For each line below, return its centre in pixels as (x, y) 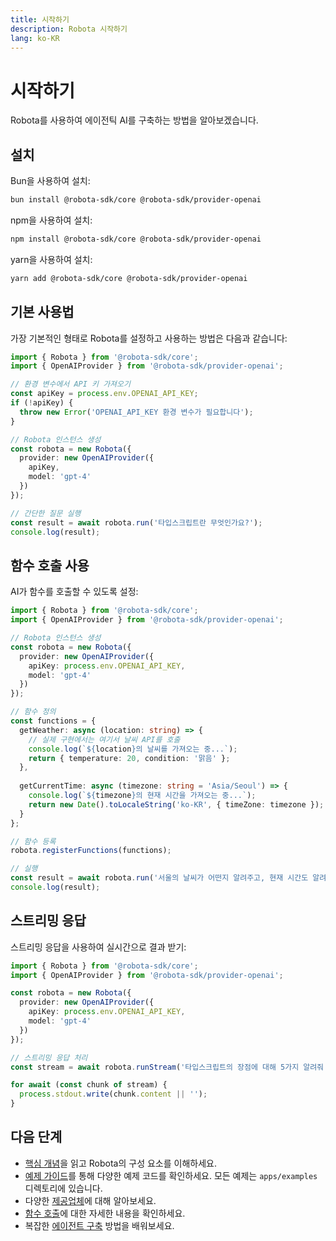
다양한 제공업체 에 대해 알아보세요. (90, 1200)
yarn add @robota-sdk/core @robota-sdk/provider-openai (129, 278)
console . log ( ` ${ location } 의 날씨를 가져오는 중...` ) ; (133, 749)
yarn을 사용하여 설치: (51, 259)
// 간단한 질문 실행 (46, 513)
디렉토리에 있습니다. (63, 1188)
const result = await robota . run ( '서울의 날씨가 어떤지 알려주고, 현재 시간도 (159, 878)
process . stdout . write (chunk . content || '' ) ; (113, 1094)
